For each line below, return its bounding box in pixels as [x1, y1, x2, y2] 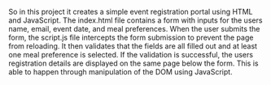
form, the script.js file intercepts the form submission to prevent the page [8, 32, 254, 42]
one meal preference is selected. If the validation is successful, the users [8, 50, 254, 59]
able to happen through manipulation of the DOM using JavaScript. [8, 67, 234, 76]
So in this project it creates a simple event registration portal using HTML [8, 7, 253, 16]
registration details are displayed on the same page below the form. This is [8, 58, 259, 68]
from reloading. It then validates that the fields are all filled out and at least [8, 41, 258, 51]
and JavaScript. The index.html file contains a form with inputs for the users [8, 15, 263, 25]
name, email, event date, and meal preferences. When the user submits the [8, 24, 260, 33]
